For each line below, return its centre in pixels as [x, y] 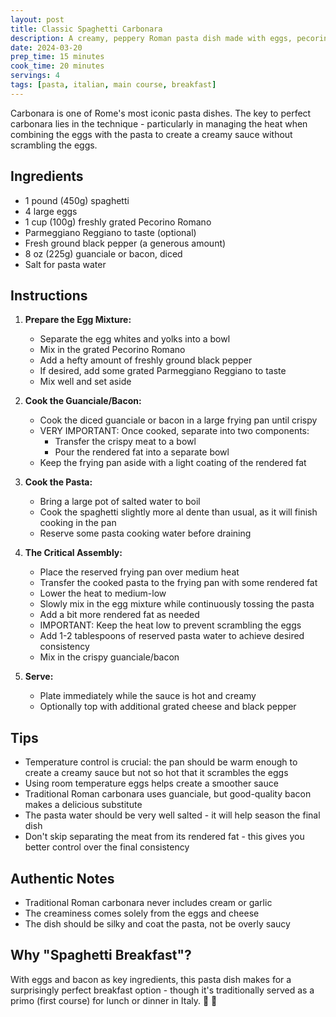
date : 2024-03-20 [46, 47]
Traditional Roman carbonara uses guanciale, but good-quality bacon [168, 794]
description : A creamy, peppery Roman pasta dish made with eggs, [151, 38]
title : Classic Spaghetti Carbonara [86, 29]
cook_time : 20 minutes [57, 66]
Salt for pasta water [65, 264]
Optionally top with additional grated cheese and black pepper [168, 707]
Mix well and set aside [85, 382]
